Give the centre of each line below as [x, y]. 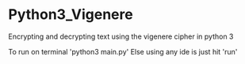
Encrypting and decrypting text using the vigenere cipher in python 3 [121, 36]
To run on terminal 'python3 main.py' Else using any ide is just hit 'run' [123, 51]
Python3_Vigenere [71, 15]
